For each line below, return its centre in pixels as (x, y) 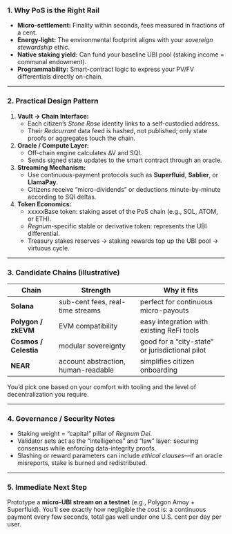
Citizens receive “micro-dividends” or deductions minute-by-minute (124, 189)
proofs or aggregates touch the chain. (81, 138)
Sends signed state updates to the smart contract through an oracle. (125, 160)
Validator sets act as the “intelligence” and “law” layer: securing (108, 441)
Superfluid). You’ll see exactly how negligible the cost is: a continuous (107, 510)
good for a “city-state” (177, 342)
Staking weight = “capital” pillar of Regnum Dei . (85, 434)
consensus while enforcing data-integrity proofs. (87, 448)
